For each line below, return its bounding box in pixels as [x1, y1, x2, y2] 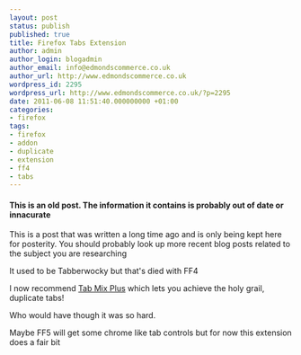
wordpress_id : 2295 [9, 80, 83, 89]
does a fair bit [9, 337, 61, 348]
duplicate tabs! [9, 293, 65, 304]
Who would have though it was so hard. [9, 310, 156, 321]
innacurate [9, 209, 51, 220]
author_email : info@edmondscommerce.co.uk [9, 64, 171, 73]
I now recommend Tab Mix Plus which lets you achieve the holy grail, [9, 283, 265, 294]
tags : [9, 122, 30, 131]
